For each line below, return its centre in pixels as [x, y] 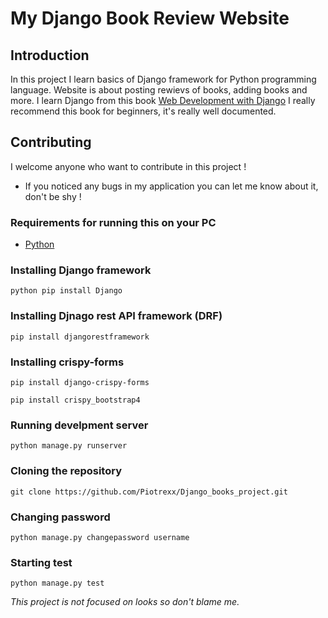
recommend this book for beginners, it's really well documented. [143, 111]
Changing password [60, 517]
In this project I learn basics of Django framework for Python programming [163, 79]
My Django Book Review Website [150, 18]
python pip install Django [66, 291]
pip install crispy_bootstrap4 [75, 400]
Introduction [50, 55]
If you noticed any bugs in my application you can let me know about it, [171, 186]
